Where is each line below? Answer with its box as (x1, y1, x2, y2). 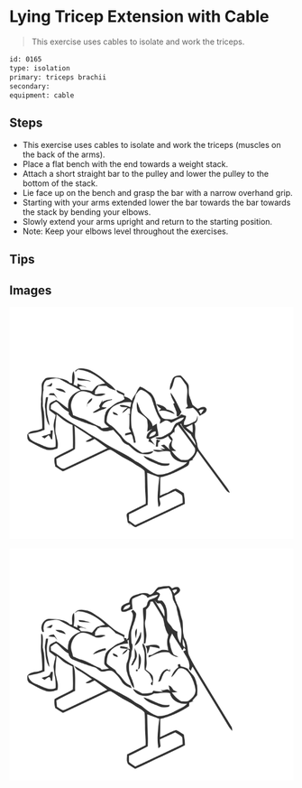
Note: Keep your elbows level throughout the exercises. (22, 226, 229, 236)
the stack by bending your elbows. (22, 206, 151, 218)
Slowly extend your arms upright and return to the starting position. (22, 216, 273, 227)
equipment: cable (9, 90, 75, 100)
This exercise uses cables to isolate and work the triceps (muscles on (22, 139, 281, 150)
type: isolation (9, 63, 70, 73)
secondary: (9, 81, 50, 91)
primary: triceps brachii (9, 72, 106, 82)
